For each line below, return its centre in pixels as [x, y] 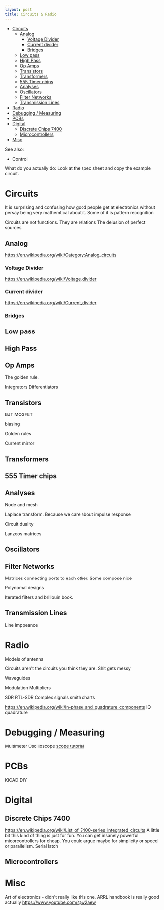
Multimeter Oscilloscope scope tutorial [45, 746]
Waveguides [18, 678]
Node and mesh [22, 504]
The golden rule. [22, 377]
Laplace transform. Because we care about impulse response [68, 514]
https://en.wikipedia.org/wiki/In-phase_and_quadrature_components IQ [78, 707]
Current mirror [20, 443]
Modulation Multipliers [28, 688]
